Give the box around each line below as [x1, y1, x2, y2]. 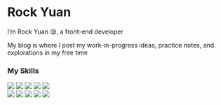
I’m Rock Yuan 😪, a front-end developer [7, 27, 124, 36]
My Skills [7, 66, 39, 76]
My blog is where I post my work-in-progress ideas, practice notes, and [7, 41, 215, 49]
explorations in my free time [7, 48, 88, 57]
